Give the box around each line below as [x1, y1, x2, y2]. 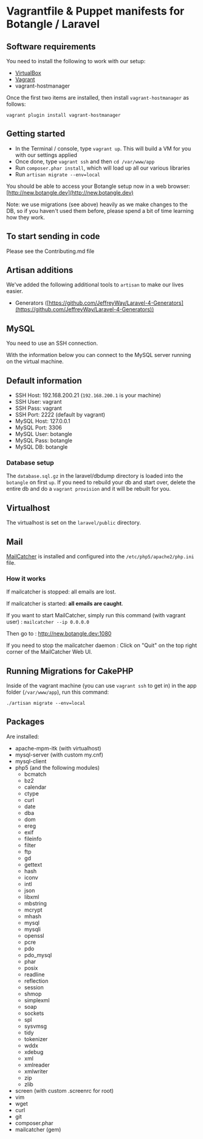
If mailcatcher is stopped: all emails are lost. [6, 588, 117, 595]
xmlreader [24, 1061, 50, 1068]
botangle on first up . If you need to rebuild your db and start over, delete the [6, 479, 196, 486]
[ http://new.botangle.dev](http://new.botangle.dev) [6, 189, 134, 196]
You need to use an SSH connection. [6, 339, 98, 347]
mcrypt [24, 906, 43, 913]
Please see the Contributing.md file [6, 248, 95, 255]
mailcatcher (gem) [15, 1126, 61, 1133]
